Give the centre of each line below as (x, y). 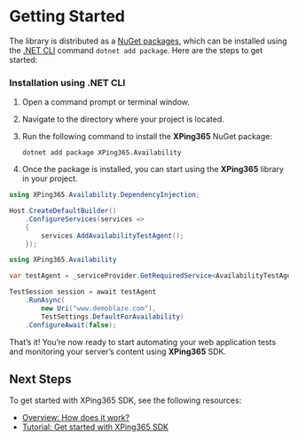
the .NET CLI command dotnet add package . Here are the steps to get (136, 50)
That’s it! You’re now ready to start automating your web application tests (143, 342)
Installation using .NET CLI (67, 83)
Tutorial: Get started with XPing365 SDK (95, 427)
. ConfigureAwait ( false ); (71, 325)
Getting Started (67, 16)
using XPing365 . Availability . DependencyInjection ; (105, 195)
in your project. (50, 178)
